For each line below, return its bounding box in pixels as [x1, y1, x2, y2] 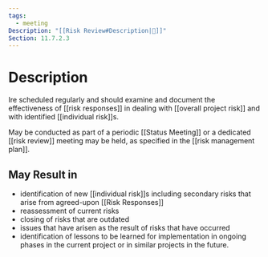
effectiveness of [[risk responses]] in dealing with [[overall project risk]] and [8, 103, 261, 113]
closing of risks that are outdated [19, 215, 130, 224]
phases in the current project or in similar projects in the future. [19, 240, 229, 249]
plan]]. [8, 145, 30, 155]
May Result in [8, 167, 78, 181]
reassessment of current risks [19, 206, 120, 215]
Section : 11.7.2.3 [8, 34, 70, 42]
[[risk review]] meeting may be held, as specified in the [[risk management [8, 136, 255, 146]
